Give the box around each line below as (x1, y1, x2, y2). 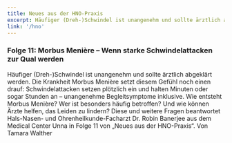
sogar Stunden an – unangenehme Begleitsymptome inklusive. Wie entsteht (7, 92, 222, 100)
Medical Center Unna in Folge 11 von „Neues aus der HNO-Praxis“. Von (7, 122, 209, 130)
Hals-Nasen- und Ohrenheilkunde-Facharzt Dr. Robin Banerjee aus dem (7, 114, 212, 122)
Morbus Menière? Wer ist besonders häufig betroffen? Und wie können (7, 99, 209, 108)
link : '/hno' (7, 23, 45, 30)
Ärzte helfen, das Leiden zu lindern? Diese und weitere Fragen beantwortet (7, 106, 221, 115)
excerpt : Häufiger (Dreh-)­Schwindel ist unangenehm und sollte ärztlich (7, 17, 221, 23)
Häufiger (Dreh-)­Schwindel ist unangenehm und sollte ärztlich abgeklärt (7, 70, 213, 78)
